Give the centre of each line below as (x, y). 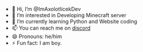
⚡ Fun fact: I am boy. (37, 43)
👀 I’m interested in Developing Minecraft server (69, 15)
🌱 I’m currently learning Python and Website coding (74, 21)
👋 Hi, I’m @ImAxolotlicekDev (46, 9)
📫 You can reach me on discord (51, 28)
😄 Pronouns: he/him (37, 36)
